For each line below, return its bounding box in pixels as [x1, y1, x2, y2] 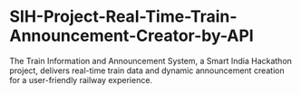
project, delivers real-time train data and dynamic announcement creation [9, 65, 285, 76]
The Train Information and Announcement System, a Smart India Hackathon [9, 55, 293, 66]
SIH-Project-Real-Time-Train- [9, 6, 238, 27]
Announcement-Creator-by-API [9, 25, 254, 46]
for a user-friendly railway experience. [9, 74, 152, 85]
